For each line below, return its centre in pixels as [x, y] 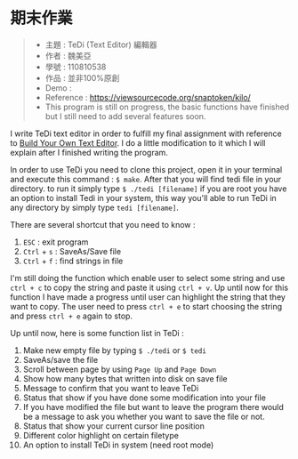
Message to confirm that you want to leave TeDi [111, 388]
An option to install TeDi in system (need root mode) [118, 445]
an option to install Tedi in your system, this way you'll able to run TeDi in [143, 197]
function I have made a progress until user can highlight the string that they [148, 297]
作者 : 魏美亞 [68, 55]
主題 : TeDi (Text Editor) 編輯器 [101, 44]
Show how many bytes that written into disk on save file [125, 378]
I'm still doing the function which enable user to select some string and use [148, 278]
